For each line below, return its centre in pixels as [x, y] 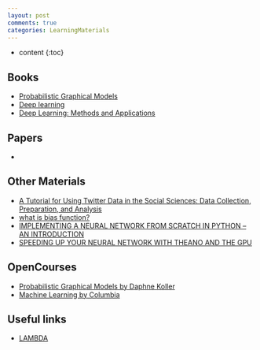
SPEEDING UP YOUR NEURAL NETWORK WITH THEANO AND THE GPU [135, 242]
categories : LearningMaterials [59, 30]
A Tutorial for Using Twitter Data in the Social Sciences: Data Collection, [135, 200]
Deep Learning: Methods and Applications [87, 113]
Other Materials [46, 182]
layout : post [29, 15]
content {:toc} [41, 53]
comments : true [32, 23]
